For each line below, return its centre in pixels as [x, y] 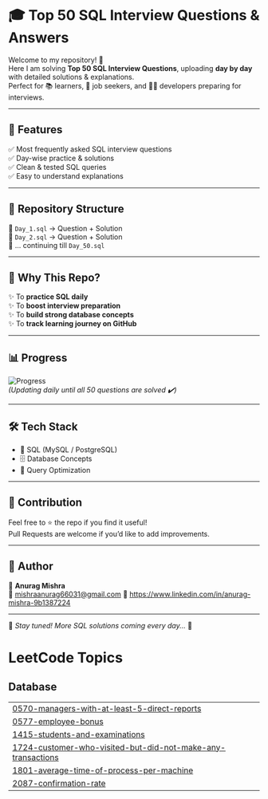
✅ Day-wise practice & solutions [61, 158]
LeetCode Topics [66, 657]
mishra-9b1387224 [39, 602]
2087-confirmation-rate [59, 783]
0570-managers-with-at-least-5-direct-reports [107, 708]
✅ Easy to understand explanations [66, 175]
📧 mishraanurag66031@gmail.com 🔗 [68, 594]
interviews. [26, 97]
